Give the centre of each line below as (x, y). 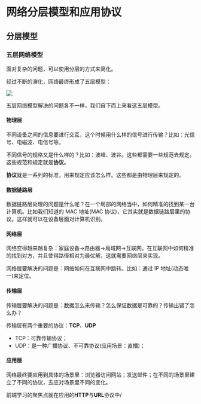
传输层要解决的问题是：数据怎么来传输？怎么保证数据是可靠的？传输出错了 (98, 305)
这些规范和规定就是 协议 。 (38, 163)
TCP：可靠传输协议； (41, 338)
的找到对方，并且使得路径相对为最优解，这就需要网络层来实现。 (85, 256)
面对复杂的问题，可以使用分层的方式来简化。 (61, 69)
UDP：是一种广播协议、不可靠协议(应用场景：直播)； (80, 345)
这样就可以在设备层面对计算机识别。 (61, 219)
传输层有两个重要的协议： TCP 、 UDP (51, 325)
